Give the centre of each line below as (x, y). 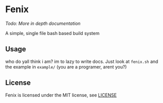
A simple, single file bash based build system (53, 33)
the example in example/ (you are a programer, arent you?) (66, 66)
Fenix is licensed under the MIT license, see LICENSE (61, 95)
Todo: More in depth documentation (43, 23)
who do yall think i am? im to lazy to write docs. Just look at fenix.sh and (82, 61)
